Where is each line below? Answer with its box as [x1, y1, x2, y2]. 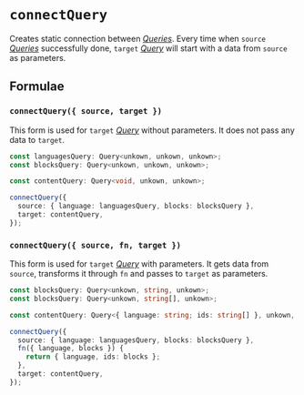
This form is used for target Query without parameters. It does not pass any [9, 125, 296, 136]
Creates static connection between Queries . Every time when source [9, 33, 267, 44]
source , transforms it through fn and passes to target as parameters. [9, 268, 269, 279]
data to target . [9, 134, 66, 145]
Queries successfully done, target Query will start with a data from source [9, 43, 289, 54]
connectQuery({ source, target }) [9, 106, 162, 116]
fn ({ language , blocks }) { [17, 344, 125, 353]
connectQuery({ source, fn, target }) [9, 239, 182, 250]
